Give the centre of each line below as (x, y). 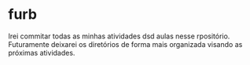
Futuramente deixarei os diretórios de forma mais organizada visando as (125, 44)
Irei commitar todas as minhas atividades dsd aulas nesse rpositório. (119, 36)
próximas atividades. (42, 52)
